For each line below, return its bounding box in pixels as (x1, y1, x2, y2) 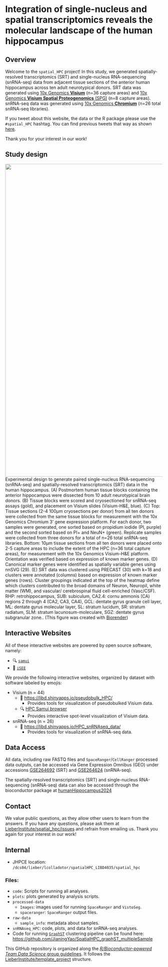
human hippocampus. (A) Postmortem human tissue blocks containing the (5, 487, 158, 493)
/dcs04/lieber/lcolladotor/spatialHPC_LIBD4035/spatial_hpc (12, 865, 140, 870)
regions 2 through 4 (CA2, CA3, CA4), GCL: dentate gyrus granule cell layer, (5, 598, 162, 604)
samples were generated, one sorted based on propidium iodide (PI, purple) (5, 524, 161, 530)
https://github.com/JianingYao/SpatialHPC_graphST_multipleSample (12, 936, 153, 942)
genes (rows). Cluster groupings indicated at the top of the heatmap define (5, 577, 160, 583)
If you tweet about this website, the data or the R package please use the (5, 116, 156, 121)
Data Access (5, 743, 46, 752)
